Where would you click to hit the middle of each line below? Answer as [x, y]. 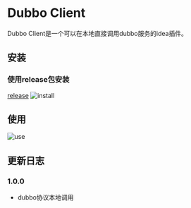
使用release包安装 [38, 80]
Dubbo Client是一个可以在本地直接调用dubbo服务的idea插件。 [98, 33]
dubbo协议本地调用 [45, 197]
